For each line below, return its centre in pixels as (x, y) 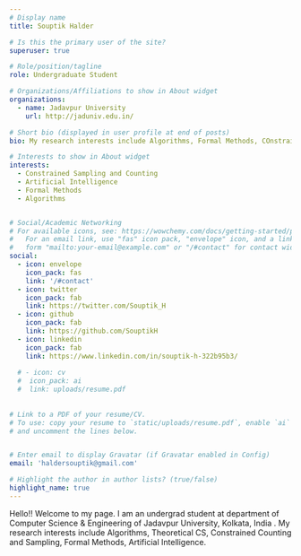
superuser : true (39, 50)
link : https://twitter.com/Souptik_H (96, 306)
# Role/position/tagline (56, 67)
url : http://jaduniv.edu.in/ (80, 116)
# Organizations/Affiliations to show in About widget (114, 91)
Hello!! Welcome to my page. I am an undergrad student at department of (144, 513)
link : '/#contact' (60, 281)
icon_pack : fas (54, 273)
